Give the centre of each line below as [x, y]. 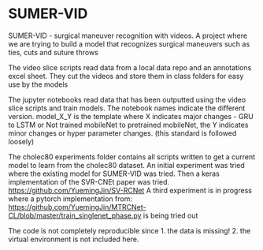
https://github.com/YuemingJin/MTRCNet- [77, 207]
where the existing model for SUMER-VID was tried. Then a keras [114, 174]
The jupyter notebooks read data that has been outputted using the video [127, 99]
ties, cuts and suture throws [53, 52]
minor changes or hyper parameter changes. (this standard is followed [122, 133]
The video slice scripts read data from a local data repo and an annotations [130, 67]
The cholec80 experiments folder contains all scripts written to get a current [132, 157]
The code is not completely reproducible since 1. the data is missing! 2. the [130, 230]
